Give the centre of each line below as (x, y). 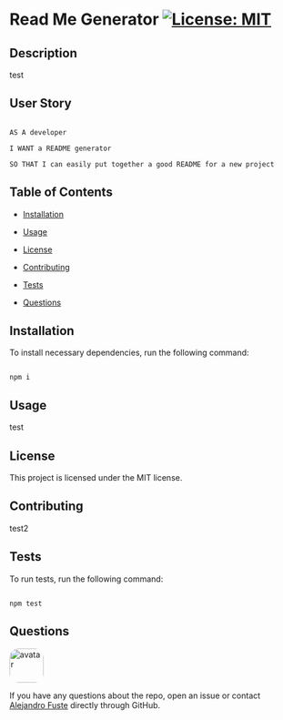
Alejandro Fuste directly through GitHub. (85, 705)
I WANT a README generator (61, 148)
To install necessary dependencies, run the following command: (129, 353)
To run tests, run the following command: (86, 579)
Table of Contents (61, 193)
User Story (40, 103)
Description (43, 53)
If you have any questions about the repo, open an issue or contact (135, 695)
